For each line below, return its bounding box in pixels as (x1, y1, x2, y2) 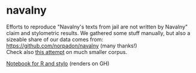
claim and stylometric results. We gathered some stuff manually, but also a (6, 29, 191, 36)
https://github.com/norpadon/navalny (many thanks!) (6, 42, 138, 49)
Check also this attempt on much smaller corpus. (6, 48, 128, 55)
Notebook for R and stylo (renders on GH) (6, 60, 110, 67)
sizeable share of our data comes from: (6, 36, 104, 43)
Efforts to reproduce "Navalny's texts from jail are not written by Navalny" (6, 23, 188, 30)
